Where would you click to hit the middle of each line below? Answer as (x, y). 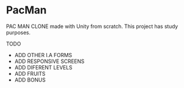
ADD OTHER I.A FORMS (43, 55)
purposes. (18, 32)
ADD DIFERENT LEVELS (43, 67)
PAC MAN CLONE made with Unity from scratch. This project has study (92, 26)
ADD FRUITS (30, 73)
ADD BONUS (30, 80)
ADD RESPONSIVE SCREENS (50, 61)
